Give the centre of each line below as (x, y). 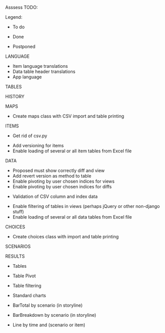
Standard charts (29, 295)
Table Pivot (24, 276)
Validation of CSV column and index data (55, 196)
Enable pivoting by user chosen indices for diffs (62, 186)
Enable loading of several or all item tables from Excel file (72, 151)
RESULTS (15, 256)
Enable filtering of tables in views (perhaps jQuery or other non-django (86, 206)
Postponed (24, 47)
